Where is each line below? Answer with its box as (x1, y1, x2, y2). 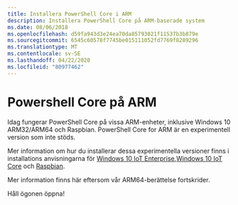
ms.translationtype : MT (7, 43, 78, 51)
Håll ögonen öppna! (7, 189, 65, 198)
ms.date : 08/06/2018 (7, 23, 69, 31)
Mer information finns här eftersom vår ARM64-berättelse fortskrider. (7, 175, 210, 184)
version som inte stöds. (7, 132, 76, 141)
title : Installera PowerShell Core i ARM (7, 10, 132, 18)
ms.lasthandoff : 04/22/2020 (7, 57, 91, 64)
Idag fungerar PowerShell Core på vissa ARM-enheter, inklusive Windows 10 (7, 117, 231, 126)
